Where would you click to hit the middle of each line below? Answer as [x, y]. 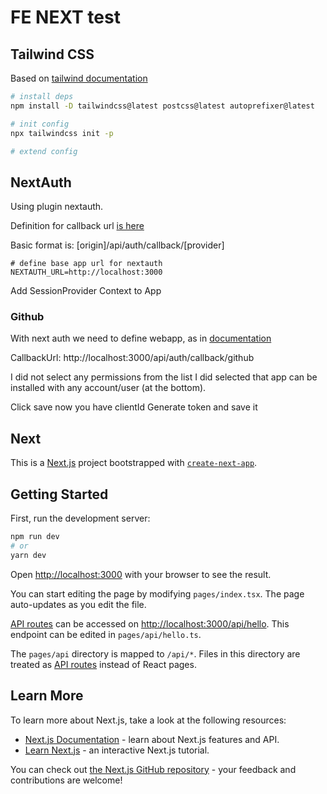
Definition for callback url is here [77, 226]
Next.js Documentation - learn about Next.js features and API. [152, 739]
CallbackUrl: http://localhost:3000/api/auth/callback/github [132, 358]
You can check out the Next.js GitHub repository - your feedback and [153, 769]
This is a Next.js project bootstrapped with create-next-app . [134, 463]
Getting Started [59, 494]
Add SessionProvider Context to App [86, 291]
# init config [40, 124]
